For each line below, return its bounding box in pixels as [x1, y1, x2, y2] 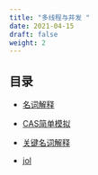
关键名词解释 [22, 137, 70, 148]
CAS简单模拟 [22, 118, 71, 129]
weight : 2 [9, 38, 47, 48]
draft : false [9, 30, 58, 39]
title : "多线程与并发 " [9, 13, 90, 22]
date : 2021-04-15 [9, 22, 75, 31]
